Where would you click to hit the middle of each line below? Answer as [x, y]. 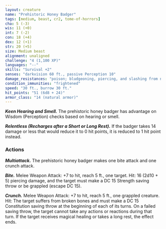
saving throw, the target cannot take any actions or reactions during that [79, 211]
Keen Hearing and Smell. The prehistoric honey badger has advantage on [81, 112]
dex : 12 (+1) [19, 42]
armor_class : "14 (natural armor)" [42, 97]
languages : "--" [22, 65]
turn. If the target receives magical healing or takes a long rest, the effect [80, 217]
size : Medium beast [25, 51]
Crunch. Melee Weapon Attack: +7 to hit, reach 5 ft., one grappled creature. [82, 195]
